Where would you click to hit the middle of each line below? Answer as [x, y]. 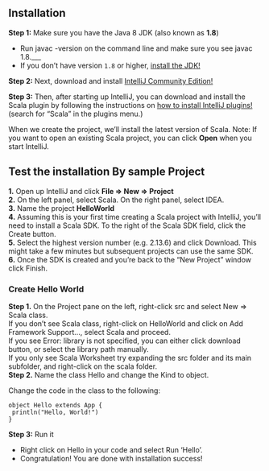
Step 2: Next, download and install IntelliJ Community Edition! [111, 81]
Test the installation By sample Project [107, 172]
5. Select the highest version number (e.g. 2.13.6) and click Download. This [132, 242]
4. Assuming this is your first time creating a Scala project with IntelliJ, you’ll [135, 217]
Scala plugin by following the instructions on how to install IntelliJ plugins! [130, 105]
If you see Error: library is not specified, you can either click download [125, 341]
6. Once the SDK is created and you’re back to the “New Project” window [130, 259]
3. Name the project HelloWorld [62, 208]
